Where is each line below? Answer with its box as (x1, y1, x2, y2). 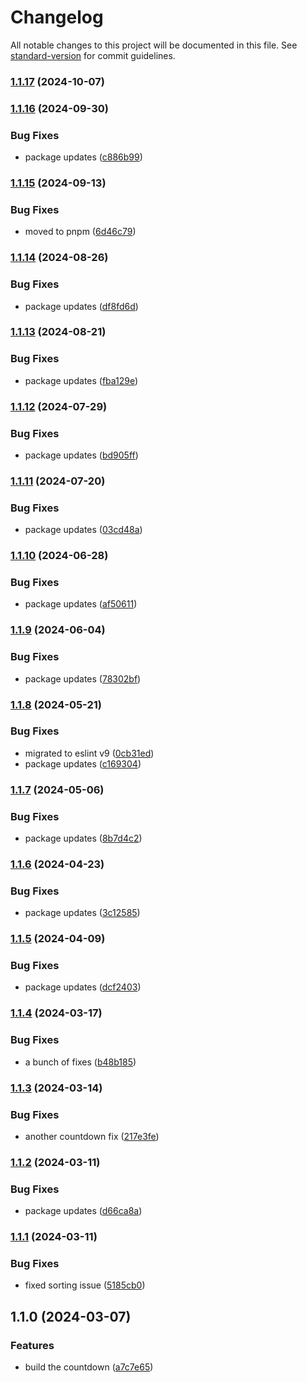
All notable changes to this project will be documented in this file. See (10, 39, 298, 51)
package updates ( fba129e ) (24, 374, 139, 386)
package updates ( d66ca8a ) (24, 1205, 143, 1217)
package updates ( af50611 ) (24, 598, 138, 610)
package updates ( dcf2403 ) (24, 981, 142, 993)
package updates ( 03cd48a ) (24, 524, 143, 536)
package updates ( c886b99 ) (24, 151, 143, 163)
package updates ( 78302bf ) (24, 672, 142, 685)
